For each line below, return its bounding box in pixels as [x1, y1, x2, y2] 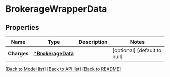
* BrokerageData [33, 50, 74, 57]
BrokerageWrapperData [5, 3, 107, 15]
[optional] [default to [112, 47, 162, 54]
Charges [8, 50, 29, 57]
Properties [5, 23, 39, 32]
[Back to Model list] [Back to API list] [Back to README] [5, 66, 121, 72]
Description [78, 38, 108, 45]
